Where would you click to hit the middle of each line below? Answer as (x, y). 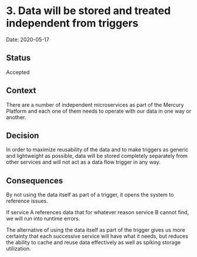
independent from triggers (72, 23)
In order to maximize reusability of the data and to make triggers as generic (97, 150)
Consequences (35, 180)
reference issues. (27, 201)
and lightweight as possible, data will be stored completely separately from (97, 156)
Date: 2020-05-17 (28, 39)
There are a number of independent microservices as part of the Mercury (95, 104)
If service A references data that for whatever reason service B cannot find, (98, 212)
